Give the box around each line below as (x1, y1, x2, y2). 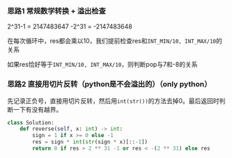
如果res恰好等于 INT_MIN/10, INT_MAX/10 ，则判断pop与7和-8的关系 (7, 61, 198, 69)
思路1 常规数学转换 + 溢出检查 (7, 6, 107, 15)
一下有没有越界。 (13, 105, 63, 113)
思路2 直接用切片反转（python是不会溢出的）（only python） (7, 79, 212, 89)
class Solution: (7, 119, 54, 126)
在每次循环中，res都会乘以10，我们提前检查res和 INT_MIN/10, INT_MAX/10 (7, 37, 217, 45)
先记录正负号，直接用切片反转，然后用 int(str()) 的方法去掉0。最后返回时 (7, 96, 219, 105)
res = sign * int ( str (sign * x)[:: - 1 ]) (32, 139, 148, 145)
